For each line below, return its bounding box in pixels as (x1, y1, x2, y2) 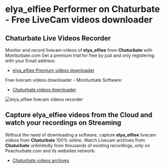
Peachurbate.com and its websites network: (5, 148, 96, 154)
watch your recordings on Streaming (5, 119, 121, 127)
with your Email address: (5, 58, 56, 63)
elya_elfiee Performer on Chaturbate (5, 3, 161, 15)
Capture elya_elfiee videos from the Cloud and (5, 111, 153, 119)
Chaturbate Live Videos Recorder (5, 34, 111, 42)
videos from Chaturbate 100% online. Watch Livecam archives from (5, 137, 146, 143)
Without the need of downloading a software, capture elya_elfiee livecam (5, 132, 157, 138)
